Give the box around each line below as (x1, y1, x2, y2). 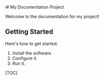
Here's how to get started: (5, 40, 58, 46)
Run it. (12, 60, 26, 66)
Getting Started (5, 28, 53, 36)
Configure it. (12, 55, 38, 61)
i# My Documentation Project (5, 4, 64, 10)
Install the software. (12, 50, 52, 56)
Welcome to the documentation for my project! (5, 14, 100, 19)
